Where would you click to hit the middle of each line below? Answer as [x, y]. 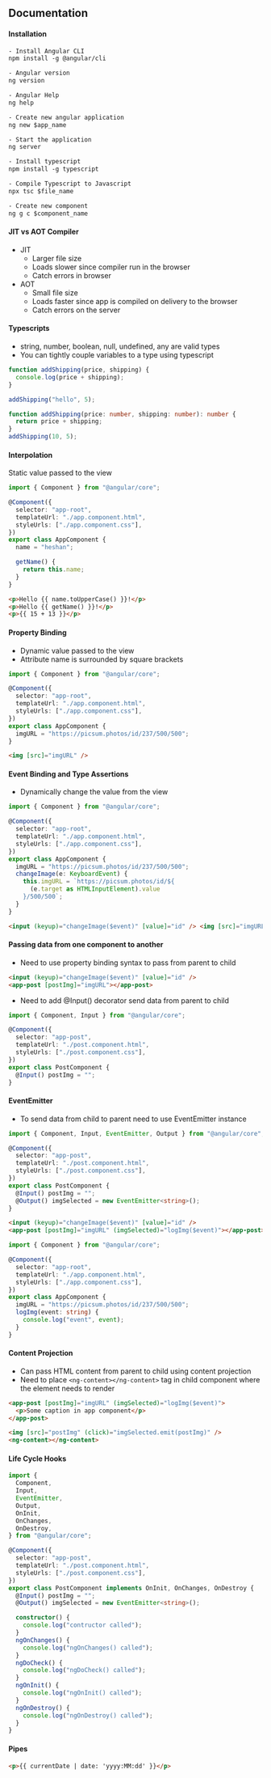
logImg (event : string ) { [57, 1312]
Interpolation [31, 455]
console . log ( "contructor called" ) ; [83, 1625]
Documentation [48, 13]
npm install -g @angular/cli [57, 59]
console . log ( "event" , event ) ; [74, 1320]
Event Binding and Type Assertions [69, 774]
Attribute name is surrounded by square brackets [102, 659]
